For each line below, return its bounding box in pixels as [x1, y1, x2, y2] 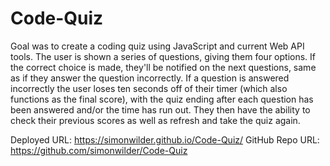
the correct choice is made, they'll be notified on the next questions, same [10, 61, 317, 73]
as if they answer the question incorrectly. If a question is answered [10, 72, 290, 84]
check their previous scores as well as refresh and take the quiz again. [10, 114, 301, 126]
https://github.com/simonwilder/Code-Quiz [10, 144, 188, 156]
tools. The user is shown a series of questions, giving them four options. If [10, 50, 316, 62]
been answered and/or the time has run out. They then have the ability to [10, 103, 311, 116]
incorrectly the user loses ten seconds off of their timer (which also [10, 82, 288, 94]
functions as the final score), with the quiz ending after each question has [10, 93, 314, 105]
